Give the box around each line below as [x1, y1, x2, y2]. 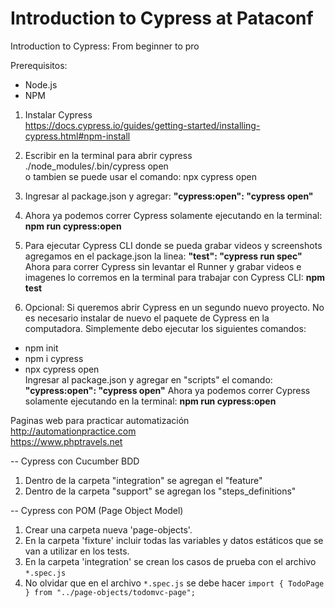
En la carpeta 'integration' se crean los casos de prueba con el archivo [24, 555, 317, 567]
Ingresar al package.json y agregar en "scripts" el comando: [24, 373, 273, 386]
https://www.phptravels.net [10, 435, 123, 447]
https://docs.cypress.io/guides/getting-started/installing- [24, 119, 261, 131]
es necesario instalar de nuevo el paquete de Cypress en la [24, 312, 270, 324]
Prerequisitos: [10, 59, 68, 71]
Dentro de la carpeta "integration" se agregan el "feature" [24, 474, 263, 486]
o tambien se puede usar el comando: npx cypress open [24, 170, 257, 182]
